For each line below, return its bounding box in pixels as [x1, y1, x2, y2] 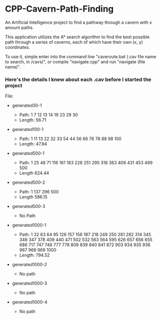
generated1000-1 [12, 222, 47, 228]
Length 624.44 [19, 170, 49, 176]
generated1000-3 [12, 280, 48, 287]
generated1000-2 [12, 262, 47, 268]
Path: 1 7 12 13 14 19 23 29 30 [19, 112, 78, 118]
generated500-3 [12, 204, 46, 209]
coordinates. [5, 44, 30, 50]
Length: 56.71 [19, 117, 47, 123]
